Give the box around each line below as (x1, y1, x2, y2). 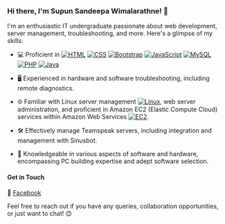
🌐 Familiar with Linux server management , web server (17, 97, 196, 106)
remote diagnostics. (17, 84, 75, 93)
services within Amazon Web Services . (17, 113, 150, 121)
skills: (7, 37, 24, 45)
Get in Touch (7, 173, 45, 181)
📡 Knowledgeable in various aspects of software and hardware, (17, 150, 199, 158)
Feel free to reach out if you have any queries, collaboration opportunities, (7, 202, 219, 210)
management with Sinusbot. (17, 136, 98, 144)
